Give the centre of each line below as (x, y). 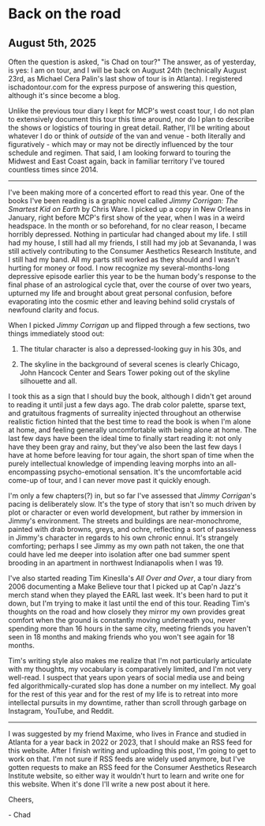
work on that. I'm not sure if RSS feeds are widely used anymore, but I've (127, 759)
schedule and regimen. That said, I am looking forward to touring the (119, 153)
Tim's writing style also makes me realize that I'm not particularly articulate (130, 660)
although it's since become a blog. (64, 95)
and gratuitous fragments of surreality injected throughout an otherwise (125, 413)
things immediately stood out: (56, 334)
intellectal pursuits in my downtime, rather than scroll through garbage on (127, 703)
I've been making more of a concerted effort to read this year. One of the (127, 192)
